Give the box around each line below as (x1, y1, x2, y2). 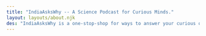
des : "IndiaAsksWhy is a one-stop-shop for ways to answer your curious (6, 20, 196, 26)
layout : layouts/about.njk (6, 15, 75, 21)
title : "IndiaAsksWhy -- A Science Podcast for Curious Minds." (6, 9, 174, 15)
